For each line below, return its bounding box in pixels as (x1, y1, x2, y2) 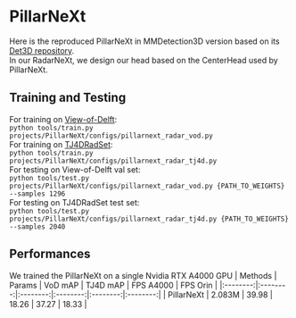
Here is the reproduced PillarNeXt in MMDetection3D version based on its (9, 36, 280, 46)
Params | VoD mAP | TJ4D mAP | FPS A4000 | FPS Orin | (9, 280, 218, 290)
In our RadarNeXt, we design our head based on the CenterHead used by (9, 54, 278, 65)
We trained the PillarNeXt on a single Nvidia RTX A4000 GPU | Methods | (9, 270, 277, 280)
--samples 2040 (9, 222, 66, 231)
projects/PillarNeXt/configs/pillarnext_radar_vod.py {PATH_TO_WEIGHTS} (9, 181, 285, 190)
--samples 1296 (9, 189, 66, 198)
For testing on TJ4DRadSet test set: (9, 197, 140, 207)
